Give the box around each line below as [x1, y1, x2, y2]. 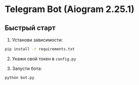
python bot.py [5, 75, 35, 80]
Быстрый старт [5, 24, 56, 32]
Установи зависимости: [12, 37, 63, 43]
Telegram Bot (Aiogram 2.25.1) [5, 4, 134, 15]
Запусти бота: [12, 65, 42, 71]
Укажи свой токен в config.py [12, 55, 77, 61]
